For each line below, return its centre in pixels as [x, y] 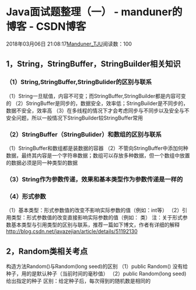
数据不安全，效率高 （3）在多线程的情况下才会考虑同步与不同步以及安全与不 [98, 110]
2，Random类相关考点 [47, 251]
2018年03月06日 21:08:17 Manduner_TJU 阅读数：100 [69, 44]
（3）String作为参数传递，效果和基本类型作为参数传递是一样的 [94, 179]
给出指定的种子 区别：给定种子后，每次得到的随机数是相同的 [78, 281]
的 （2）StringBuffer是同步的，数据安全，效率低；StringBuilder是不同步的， [97, 103]
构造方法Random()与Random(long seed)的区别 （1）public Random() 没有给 [97, 266]
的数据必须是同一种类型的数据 [42, 163]
